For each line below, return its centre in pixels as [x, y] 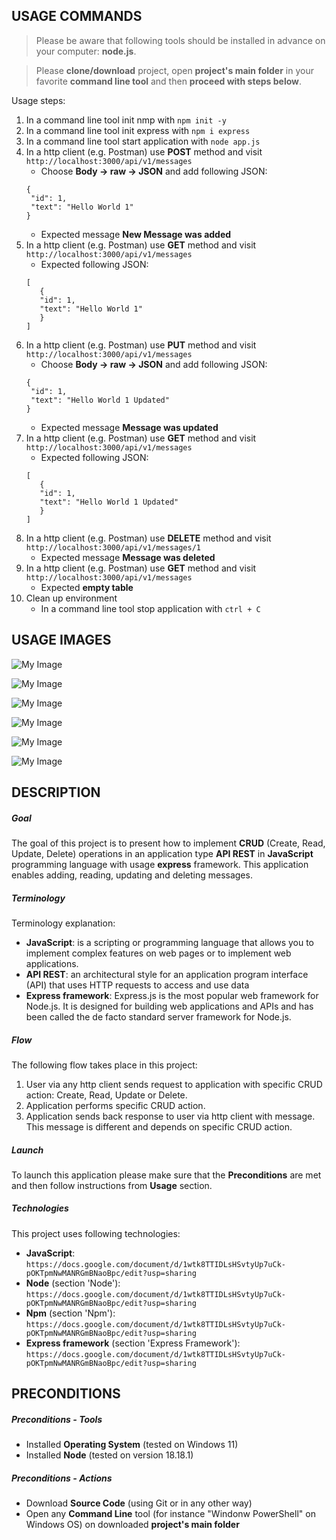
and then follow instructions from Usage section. [112, 1185]
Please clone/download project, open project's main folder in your [174, 70]
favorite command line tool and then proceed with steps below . [169, 81]
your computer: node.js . [86, 51]
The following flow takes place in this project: [104, 1065]
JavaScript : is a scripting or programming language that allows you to [170, 942]
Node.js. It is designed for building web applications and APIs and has [169, 1006]
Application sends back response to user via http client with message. [170, 1116]
